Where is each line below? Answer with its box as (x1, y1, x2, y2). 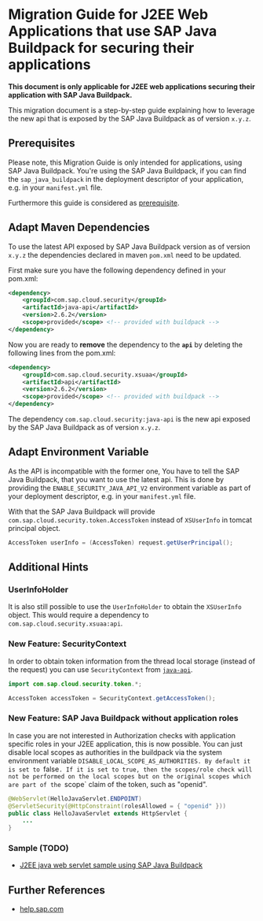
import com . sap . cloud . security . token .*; (8, 680, 143, 688)
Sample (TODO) (8, 843, 69, 854)
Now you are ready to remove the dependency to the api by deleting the (8, 340, 243, 349)
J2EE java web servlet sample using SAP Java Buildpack (19, 860, 203, 870)
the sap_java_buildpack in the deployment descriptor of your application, (8, 174, 244, 184)
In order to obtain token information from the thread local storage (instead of (8, 656, 256, 666)
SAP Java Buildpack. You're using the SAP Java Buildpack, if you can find (8, 165, 247, 175)
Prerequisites (8, 136, 75, 150)
